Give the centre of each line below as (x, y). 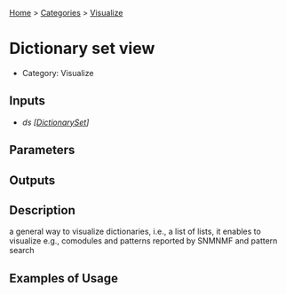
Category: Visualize (58, 73)
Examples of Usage (64, 278)
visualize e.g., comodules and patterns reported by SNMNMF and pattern (143, 241)
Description (42, 210)
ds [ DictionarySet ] (56, 122)
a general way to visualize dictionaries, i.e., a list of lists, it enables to (135, 232)
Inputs (28, 101)
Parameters (42, 150)
